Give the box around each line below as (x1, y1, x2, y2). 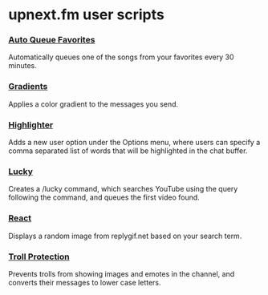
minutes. (8, 61, 38, 71)
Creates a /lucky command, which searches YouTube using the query (8, 184, 238, 194)
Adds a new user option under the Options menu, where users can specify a (8, 138, 261, 147)
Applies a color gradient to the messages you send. (8, 99, 179, 109)
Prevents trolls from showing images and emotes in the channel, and (8, 269, 235, 278)
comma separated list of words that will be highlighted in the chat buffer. (8, 146, 248, 156)
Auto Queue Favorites (8, 34, 95, 46)
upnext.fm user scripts (8, 6, 164, 24)
